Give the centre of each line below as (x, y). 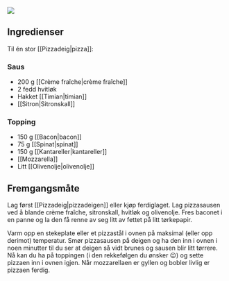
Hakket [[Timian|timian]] (52, 96)
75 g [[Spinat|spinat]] (48, 144)
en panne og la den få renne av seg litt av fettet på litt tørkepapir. (100, 220)
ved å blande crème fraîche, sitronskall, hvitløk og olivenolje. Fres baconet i (115, 212)
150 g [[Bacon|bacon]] (49, 137)
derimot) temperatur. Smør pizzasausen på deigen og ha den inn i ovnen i (112, 241)
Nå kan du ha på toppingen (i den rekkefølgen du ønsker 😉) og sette (105, 255)
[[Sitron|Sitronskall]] (46, 104)
